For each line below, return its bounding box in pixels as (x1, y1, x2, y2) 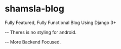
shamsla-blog (5, 3, 64, 14)
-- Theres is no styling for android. (5, 29, 77, 35)
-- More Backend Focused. (5, 38, 61, 45)
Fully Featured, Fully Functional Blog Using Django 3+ (5, 19, 117, 25)
